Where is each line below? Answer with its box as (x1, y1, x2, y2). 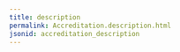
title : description (9, 12, 81, 22)
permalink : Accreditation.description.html (9, 21, 172, 30)
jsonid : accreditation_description (9, 29, 140, 38)
